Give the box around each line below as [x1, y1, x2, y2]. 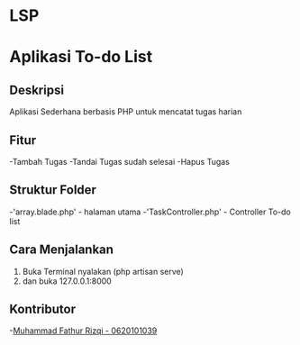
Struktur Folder [9, 182, 97, 198]
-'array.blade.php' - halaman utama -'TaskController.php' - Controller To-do [9, 206, 291, 217]
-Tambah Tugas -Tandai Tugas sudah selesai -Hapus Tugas [9, 157, 230, 167]
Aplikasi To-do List [9, 47, 153, 68]
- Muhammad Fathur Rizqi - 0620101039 [9, 325, 158, 336]
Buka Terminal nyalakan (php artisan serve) [22, 266, 185, 277]
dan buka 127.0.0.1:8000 [22, 276, 113, 286]
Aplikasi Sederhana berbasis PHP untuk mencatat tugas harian [9, 106, 242, 117]
